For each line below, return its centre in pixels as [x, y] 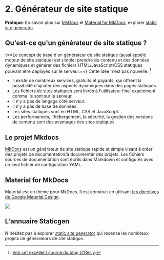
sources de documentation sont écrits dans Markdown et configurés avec [79, 160]
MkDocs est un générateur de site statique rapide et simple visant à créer [79, 149]
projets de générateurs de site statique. [45, 238]
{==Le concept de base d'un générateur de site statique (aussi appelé [76, 55]
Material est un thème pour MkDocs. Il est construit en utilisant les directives [82, 192]
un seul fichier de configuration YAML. [44, 165]
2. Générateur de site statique [67, 9]
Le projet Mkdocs [32, 137]
